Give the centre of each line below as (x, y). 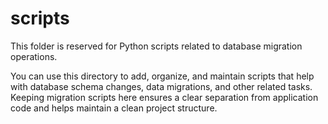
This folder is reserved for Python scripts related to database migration (156, 46)
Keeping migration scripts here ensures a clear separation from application (164, 97)
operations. (34, 56)
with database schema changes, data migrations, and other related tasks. (161, 86)
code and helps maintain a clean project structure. (114, 108)
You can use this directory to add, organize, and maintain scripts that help (162, 76)
